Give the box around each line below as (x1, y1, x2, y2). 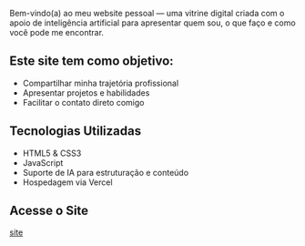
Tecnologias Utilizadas (9, 123, 142, 139)
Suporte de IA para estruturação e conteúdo (22, 167, 189, 178)
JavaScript (22, 157, 64, 168)
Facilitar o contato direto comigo (22, 97, 145, 108)
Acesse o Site (9, 203, 89, 219)
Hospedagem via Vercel (22, 177, 113, 188)
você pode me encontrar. (9, 27, 105, 37)
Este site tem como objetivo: (9, 54, 175, 69)
